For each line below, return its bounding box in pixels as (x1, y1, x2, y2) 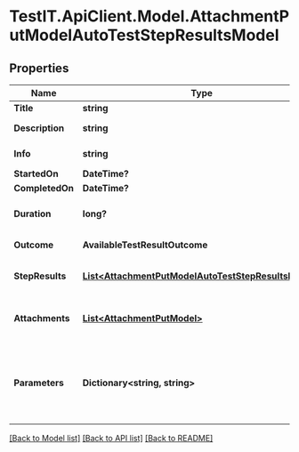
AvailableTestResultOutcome (82, 238, 208, 251)
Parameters (13, 376, 64, 389)
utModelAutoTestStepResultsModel (9, 25, 279, 45)
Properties (9, 61, 69, 76)
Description (13, 122, 65, 134)
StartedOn (13, 167, 60, 180)
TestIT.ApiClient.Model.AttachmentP (9, 6, 290, 27)
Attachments (13, 312, 70, 324)
